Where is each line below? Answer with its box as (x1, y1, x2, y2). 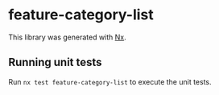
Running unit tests (8, 56, 102, 69)
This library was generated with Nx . (8, 32, 126, 42)
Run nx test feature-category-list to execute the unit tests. (8, 76, 212, 86)
